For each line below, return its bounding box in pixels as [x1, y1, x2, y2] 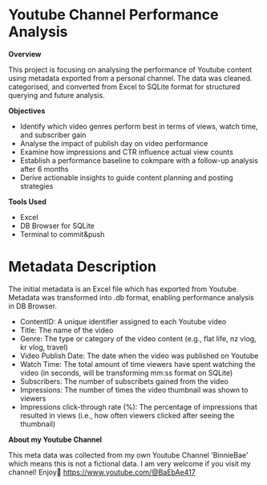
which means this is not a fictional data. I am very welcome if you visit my [8, 459, 251, 468]
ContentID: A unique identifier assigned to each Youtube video [19, 316, 227, 326]
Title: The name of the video [19, 325, 114, 335]
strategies [19, 181, 54, 190]
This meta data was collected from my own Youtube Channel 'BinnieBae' [8, 450, 249, 459]
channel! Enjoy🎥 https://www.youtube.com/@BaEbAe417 [8, 467, 196, 477]
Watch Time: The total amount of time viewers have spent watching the [19, 359, 256, 369]
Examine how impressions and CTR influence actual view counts [19, 147, 234, 157]
